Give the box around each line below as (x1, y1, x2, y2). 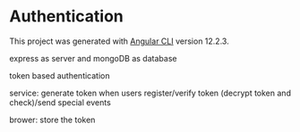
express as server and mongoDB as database (9, 53, 177, 63)
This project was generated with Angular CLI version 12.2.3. (9, 36, 230, 46)
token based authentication (9, 70, 110, 81)
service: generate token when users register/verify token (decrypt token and (9, 87, 291, 98)
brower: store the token (9, 114, 96, 125)
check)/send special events (9, 96, 112, 108)
